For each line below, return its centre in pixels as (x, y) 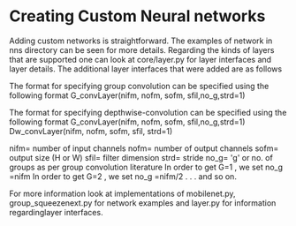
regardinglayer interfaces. (56, 212)
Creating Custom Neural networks (137, 16)
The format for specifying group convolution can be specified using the (139, 86)
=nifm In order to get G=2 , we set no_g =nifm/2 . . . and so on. (123, 176)
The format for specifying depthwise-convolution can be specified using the (148, 112)
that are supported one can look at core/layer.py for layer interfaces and (140, 59)
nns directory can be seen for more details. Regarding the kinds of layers (142, 49)
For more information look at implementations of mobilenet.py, (122, 193)
